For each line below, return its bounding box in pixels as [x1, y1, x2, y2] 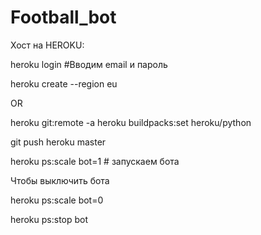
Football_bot [10, 6, 117, 29]
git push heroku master [10, 136, 107, 148]
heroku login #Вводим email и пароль [10, 58, 168, 70]
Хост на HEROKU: [10, 39, 85, 51]
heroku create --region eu [10, 77, 118, 90]
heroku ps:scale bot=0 [10, 194, 104, 206]
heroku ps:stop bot [10, 213, 89, 225]
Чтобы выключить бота [10, 174, 110, 186]
